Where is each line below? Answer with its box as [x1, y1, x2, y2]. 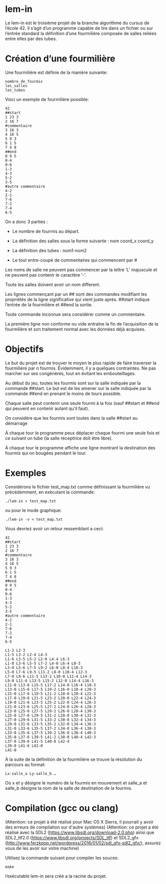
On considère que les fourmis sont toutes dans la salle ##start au [5, 415, 138, 421]
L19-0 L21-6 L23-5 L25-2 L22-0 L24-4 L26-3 [5, 700, 96, 705]
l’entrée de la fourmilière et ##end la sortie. [5, 301, 93, 308]
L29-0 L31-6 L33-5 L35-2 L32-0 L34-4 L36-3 [5, 721, 96, 726]
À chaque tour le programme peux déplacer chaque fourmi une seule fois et [5, 430, 160, 436]
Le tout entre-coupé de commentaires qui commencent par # [12, 257, 137, 263]
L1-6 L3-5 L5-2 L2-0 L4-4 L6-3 [5, 657, 70, 662]
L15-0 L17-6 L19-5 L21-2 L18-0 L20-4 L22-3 [5, 691, 96, 696]
